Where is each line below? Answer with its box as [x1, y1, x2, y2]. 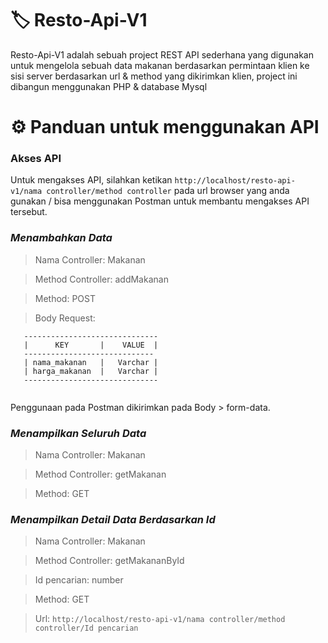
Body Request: [34, 312, 96, 324]
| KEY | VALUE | [23, 340, 159, 350]
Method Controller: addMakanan [34, 273, 169, 285]
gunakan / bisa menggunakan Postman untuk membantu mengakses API [10, 195, 310, 207]
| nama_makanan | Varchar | [23, 357, 159, 367]
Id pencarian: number [34, 574, 124, 586]
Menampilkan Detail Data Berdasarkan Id [10, 512, 216, 526]
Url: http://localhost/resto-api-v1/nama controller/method [34, 613, 286, 625]
